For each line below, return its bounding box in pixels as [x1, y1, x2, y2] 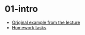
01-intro [4, 3, 38, 15]
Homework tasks [11, 24, 46, 30]
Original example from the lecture [11, 19, 80, 25]
